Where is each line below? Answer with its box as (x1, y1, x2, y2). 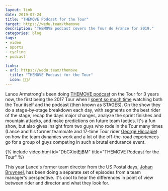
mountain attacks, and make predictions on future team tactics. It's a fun (5, 118, 156, 124)
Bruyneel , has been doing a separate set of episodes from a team (5, 169, 141, 175)
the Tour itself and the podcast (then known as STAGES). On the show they (5, 102, 161, 108)
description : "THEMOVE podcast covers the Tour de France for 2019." (5, 26, 154, 31)
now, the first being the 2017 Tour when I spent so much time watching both (5, 96, 162, 102)
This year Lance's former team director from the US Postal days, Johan (5, 164, 153, 170)
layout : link (5, 7, 33, 13)
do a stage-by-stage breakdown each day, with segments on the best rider (5, 107, 161, 113)
